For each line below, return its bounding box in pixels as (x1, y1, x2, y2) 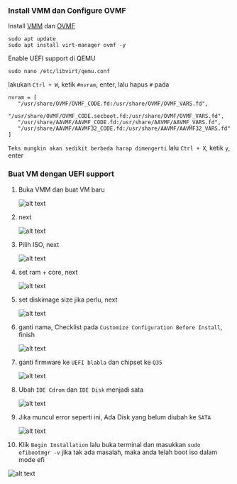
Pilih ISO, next (18, 240, 60, 248)
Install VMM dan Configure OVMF (8, 6, 126, 16)
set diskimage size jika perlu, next (18, 295, 118, 304)
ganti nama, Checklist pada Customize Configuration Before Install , (18, 322, 223, 331)
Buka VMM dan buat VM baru (18, 185, 105, 194)
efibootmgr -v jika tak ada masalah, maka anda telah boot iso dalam (18, 448, 218, 456)
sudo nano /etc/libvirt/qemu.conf (8, 68, 111, 75)
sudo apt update (8, 35, 56, 43)
